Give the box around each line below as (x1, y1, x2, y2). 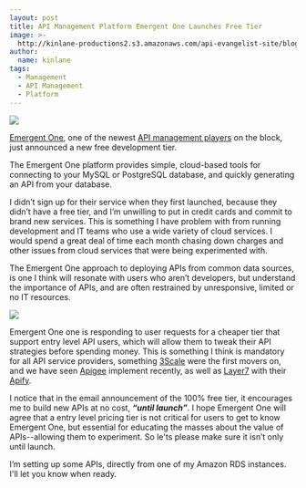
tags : (9, 65, 30, 74)
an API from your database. (9, 179, 112, 190)
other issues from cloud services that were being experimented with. (9, 244, 268, 255)
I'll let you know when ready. (9, 468, 117, 479)
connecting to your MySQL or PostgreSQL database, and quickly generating (9, 169, 295, 180)
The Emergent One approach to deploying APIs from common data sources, (9, 262, 294, 274)
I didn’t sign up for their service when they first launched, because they (9, 196, 278, 207)
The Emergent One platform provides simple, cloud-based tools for (9, 159, 261, 170)
